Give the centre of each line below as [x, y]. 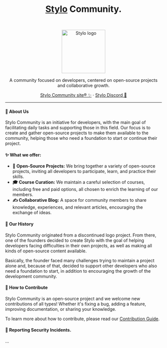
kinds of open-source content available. [46, 251]
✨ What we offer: [23, 155]
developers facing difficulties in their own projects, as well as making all [79, 245]
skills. [18, 176]
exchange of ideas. [32, 213]
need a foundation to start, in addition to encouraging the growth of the [78, 271]
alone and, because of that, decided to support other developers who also [81, 266]
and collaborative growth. [83, 85]
